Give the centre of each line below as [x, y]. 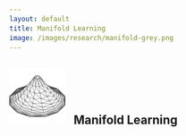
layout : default [39, 19]
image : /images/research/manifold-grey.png [92, 38]
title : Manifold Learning [57, 28]
